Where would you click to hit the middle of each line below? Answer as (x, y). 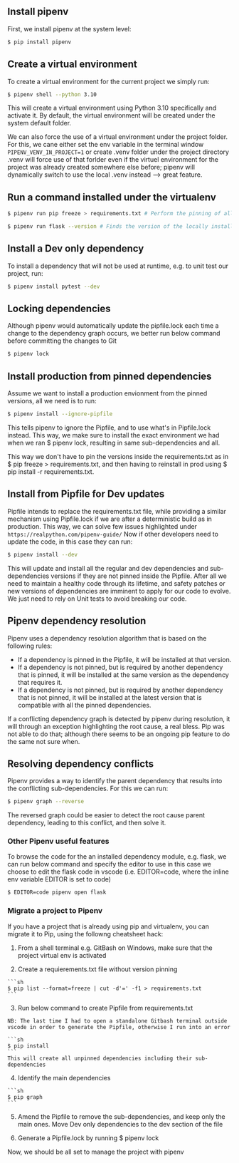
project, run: (25, 273)
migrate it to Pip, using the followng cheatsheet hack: (85, 934)
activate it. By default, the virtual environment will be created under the (111, 115)
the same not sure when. (44, 741)
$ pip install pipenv (39, 42)
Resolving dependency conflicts (81, 764)
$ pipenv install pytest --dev (54, 286)
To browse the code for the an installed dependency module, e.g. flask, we (117, 857)
